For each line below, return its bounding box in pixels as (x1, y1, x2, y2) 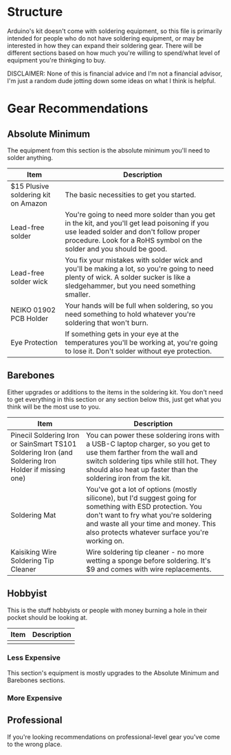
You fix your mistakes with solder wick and (65, 255, 203, 264)
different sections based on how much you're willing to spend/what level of (7, 49, 221, 57)
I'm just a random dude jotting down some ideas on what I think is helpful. (7, 76, 217, 84)
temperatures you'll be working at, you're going (65, 337, 218, 347)
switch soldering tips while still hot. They (85, 456, 217, 466)
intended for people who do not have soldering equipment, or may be (7, 34, 204, 42)
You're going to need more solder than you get (65, 210, 215, 219)
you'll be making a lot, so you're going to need (65, 264, 214, 273)
